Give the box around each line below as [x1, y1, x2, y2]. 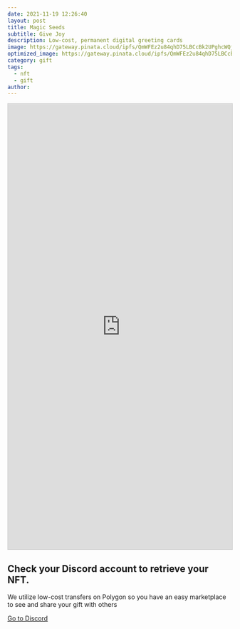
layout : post [7, 17, 46, 24]
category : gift [7, 57, 53, 64]
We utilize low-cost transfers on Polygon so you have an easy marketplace [7, 593, 226, 601]
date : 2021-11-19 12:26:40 [7, 10, 88, 18]
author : [7, 83, 31, 91]
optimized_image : [7, 51, 59, 58]
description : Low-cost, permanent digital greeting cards [7, 37, 183, 44]
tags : [7, 63, 24, 71]
